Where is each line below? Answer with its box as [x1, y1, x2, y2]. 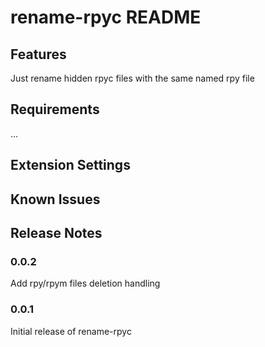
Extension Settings [10, 157, 131, 174]
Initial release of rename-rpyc [10, 325, 132, 337]
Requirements [10, 101, 100, 118]
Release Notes [10, 224, 103, 241]
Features [10, 46, 67, 63]
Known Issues [10, 191, 101, 208]
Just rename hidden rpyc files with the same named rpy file [10, 72, 255, 84]
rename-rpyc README [10, 6, 202, 29]
